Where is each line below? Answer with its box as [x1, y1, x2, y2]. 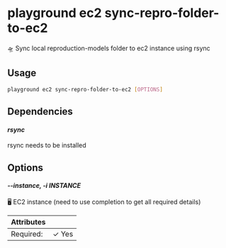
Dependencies [7, 106, 73, 118]
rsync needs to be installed [7, 141, 86, 150]
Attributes [11, 217, 46, 227]
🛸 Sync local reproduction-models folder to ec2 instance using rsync [7, 44, 210, 52]
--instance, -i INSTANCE [7, 181, 81, 190]
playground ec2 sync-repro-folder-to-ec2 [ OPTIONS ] [7, 86, 163, 93]
